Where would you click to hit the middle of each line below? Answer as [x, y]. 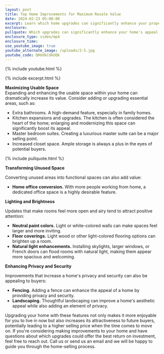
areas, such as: [20, 104]
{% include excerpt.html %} [33, 78]
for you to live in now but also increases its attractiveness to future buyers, [80, 321]
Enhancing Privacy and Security [38, 266]
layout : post [18, 10]
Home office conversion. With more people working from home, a [79, 187]
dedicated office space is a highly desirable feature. [64, 192]
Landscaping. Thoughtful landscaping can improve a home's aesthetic [83, 301]
